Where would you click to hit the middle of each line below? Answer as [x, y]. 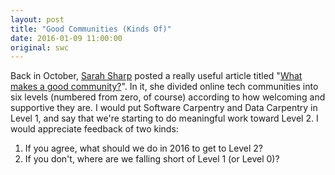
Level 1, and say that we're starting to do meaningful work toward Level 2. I [164, 118]
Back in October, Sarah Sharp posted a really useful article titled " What [156, 76]
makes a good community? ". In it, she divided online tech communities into [164, 87]
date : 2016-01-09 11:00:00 [66, 38]
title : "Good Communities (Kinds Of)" [91, 29]
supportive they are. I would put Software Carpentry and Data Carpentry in [164, 108]
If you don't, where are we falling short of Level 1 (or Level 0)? [152, 159]
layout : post [37, 19]
